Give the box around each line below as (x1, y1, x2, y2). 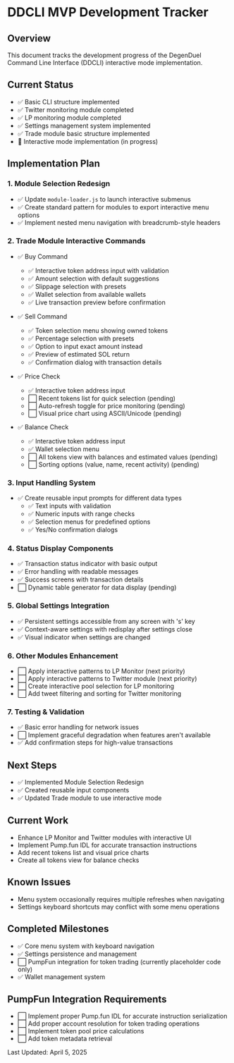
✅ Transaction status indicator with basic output (17, 560, 158, 568)
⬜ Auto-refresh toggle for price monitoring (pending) (27, 401, 185, 410)
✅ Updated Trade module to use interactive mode (17, 794, 162, 802)
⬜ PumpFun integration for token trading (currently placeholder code (17, 957, 221, 966)
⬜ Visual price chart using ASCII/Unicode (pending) (27, 409, 182, 417)
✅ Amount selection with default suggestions (27, 274, 160, 283)
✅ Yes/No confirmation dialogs (27, 526, 118, 534)
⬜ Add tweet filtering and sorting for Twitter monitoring (17, 689, 182, 698)
